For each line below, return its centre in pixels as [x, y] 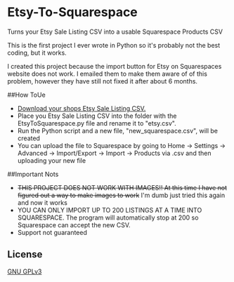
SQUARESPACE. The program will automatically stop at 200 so [108, 217]
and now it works [43, 202]
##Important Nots [33, 174]
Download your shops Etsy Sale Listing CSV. [82, 108]
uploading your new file [52, 160]
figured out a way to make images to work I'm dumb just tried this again [121, 195]
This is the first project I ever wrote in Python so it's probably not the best [114, 45]
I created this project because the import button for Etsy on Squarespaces [115, 66]
